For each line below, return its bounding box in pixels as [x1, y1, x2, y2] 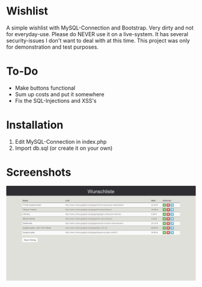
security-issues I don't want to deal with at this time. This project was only [6, 37, 191, 44]
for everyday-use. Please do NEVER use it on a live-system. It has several [6, 30, 188, 37]
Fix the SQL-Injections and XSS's [14, 97, 97, 104]
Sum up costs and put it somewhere [14, 90, 105, 97]
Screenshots [6, 165, 72, 179]
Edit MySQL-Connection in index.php [14, 138, 107, 145]
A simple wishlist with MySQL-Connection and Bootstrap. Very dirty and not [6, 24, 194, 31]
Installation [6, 119, 64, 132]
